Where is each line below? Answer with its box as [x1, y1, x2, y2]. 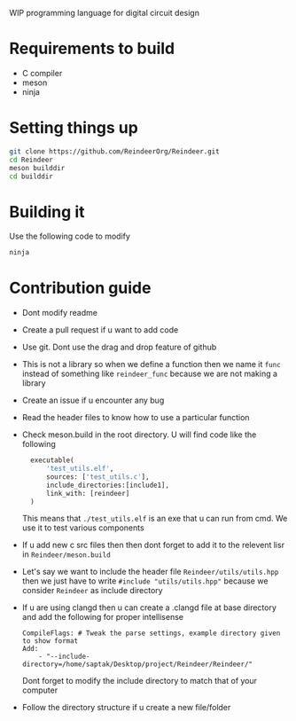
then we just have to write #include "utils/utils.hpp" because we [21, 576, 269, 586]
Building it [9, 201, 85, 222]
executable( [30, 456, 74, 465]
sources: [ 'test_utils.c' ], [45, 472, 150, 482]
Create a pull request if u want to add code [21, 325, 179, 335]
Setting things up [9, 118, 139, 138]
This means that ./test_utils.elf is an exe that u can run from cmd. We [21, 513, 288, 524]
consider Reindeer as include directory [21, 585, 163, 596]
